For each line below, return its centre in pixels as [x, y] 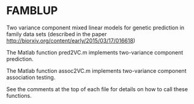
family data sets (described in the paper [57, 34]
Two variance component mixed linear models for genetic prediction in [95, 28]
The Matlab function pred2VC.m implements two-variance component [95, 52]
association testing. [31, 77]
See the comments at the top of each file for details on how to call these [97, 89]
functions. [19, 95]
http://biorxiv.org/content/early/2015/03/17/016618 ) [71, 40]
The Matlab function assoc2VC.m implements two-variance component [96, 70]
